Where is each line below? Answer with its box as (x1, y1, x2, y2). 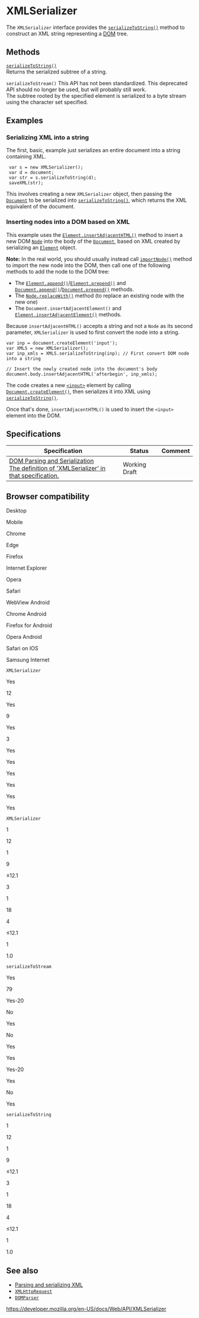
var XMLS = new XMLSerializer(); (6, 345, 89, 351)
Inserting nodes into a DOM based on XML (6, 218, 130, 226)
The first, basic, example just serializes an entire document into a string (6, 147, 181, 154)
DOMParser (14, 1295, 40, 1301)
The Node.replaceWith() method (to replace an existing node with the (14, 292, 185, 299)
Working (123, 460, 146, 468)
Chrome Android (6, 610, 47, 618)
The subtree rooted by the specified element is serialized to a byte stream (6, 92, 187, 99)
